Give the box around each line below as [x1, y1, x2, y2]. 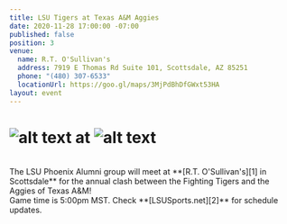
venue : [9, 47, 34, 56]
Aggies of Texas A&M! [9, 185, 92, 196]
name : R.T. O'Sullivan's [17, 55, 111, 64]
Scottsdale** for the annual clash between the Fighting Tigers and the [9, 176, 270, 187]
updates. [9, 204, 42, 216]
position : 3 [9, 38, 54, 48]
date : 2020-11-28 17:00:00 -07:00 [9, 22, 140, 31]
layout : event [9, 88, 63, 97]
